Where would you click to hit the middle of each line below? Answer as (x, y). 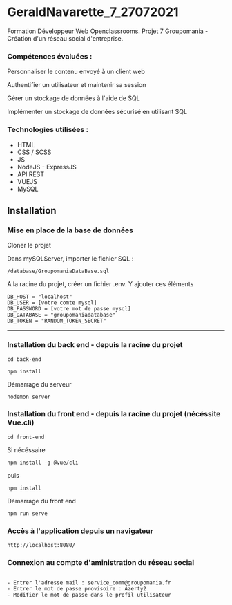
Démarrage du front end (41, 501)
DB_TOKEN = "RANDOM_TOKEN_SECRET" (57, 321)
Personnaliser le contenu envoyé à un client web (76, 72)
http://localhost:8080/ (41, 546)
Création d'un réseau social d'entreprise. (65, 38)
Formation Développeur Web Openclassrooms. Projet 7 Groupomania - (108, 31)
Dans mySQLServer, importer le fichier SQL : (70, 259)
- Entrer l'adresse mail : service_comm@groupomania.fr (89, 583)
